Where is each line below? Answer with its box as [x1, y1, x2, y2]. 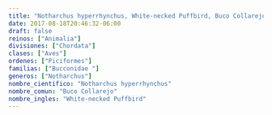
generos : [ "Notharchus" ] [8, 72, 92, 80]
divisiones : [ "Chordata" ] [8, 42, 96, 50]
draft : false [8, 27, 53, 35]
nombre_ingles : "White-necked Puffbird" [8, 95, 147, 103]
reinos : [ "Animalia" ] [8, 34, 82, 43]
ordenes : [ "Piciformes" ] [8, 57, 92, 66]
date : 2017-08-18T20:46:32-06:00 [8, 19, 121, 28]
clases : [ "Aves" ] [8, 49, 67, 57]
